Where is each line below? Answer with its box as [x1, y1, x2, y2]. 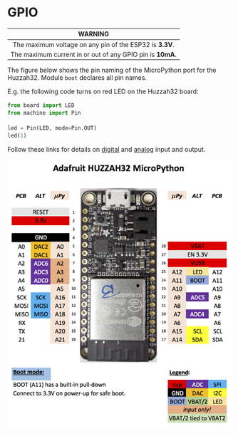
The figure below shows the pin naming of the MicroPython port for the [7, 66, 217, 75]
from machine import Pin [7, 110, 81, 117]
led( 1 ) [7, 132, 27, 139]
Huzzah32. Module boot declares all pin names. [7, 73, 148, 82]
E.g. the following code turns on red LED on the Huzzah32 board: [7, 87, 199, 96]
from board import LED [7, 102, 75, 109]
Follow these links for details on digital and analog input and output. [7, 145, 206, 153]
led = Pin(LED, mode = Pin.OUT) [7, 125, 98, 132]
